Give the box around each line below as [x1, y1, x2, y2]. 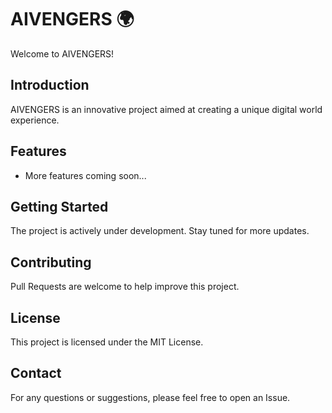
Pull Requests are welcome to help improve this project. [10, 281, 240, 293]
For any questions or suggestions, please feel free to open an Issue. [10, 391, 291, 403]
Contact [10, 365, 62, 382]
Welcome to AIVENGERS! [10, 47, 115, 60]
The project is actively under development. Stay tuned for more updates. [10, 225, 310, 237]
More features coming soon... [24, 169, 147, 181]
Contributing [10, 254, 92, 271]
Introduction [10, 77, 90, 94]
